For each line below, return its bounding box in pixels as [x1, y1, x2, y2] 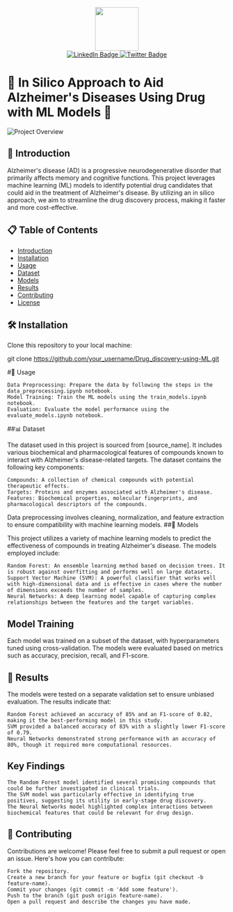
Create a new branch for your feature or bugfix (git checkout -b [7, 874, 204, 881]
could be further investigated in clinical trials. [7, 784, 160, 792]
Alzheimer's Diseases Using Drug [7, 90, 206, 105]
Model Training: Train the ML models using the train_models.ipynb [7, 394, 207, 401]
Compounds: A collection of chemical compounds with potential [7, 477, 195, 484]
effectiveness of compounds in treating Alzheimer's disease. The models [7, 542, 217, 550]
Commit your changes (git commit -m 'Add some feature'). [7, 886, 179, 893]
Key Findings [7, 760, 65, 773]
